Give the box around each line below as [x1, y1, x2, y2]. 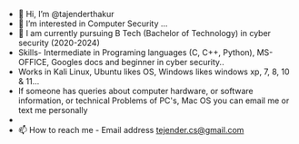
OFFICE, [17, 57, 50, 67]
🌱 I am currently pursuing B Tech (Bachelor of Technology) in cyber [17, 28, 271, 38]
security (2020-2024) [17, 37, 100, 48]
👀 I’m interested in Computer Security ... [17, 18, 168, 29]
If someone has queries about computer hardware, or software [17, 86, 254, 96]
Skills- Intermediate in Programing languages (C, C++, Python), [17, 47, 255, 58]
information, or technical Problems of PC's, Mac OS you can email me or [17, 95, 290, 106]
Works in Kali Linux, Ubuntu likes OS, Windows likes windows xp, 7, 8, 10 [17, 66, 290, 77]
